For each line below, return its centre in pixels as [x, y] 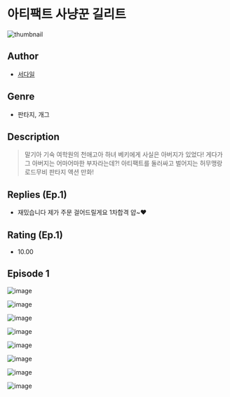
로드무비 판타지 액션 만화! [59, 172]
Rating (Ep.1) [35, 235]
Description [33, 136]
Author [23, 56]
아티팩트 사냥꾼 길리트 [67, 14]
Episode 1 [29, 274]
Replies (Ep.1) [37, 195]
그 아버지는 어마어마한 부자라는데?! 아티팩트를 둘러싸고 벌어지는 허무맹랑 [123, 163]
